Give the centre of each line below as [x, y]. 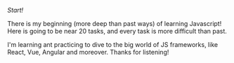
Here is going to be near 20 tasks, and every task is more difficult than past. [117, 31]
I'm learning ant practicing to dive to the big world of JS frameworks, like [113, 44]
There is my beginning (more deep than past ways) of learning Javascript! [115, 23]
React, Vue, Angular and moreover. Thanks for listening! [88, 52]
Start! [15, 10]
